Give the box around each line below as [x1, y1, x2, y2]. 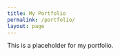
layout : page [7, 23, 45, 29]
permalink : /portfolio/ [7, 16, 76, 23]
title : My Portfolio [7, 10, 67, 17]
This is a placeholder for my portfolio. [7, 42, 114, 50]
